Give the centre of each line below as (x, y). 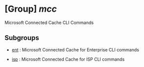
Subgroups (22, 38)
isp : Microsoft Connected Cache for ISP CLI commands (68, 59)
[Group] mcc (31, 9)
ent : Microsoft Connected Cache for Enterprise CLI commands (75, 49)
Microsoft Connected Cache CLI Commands (49, 22)
